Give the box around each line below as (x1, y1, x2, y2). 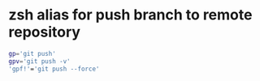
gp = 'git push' (8, 49, 57, 58)
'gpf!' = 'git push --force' (8, 65, 100, 73)
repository (8, 23, 81, 41)
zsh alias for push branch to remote (8, 6, 253, 24)
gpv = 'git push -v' (8, 57, 71, 66)
